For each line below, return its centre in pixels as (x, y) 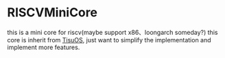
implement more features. (44, 47)
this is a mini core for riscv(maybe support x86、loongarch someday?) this (113, 32)
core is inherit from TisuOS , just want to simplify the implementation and (109, 40)
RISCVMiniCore (52, 13)
